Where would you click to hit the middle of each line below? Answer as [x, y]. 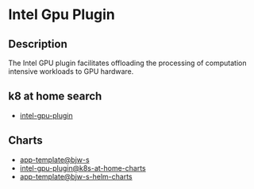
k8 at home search [55, 96]
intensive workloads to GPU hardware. [71, 71]
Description [38, 44]
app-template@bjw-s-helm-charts [76, 176]
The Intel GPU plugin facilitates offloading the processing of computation [127, 63]
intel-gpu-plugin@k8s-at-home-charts [83, 168]
